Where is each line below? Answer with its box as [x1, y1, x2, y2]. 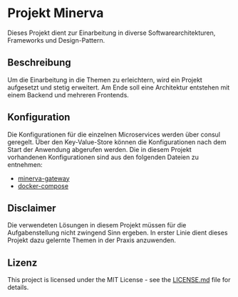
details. [7, 283, 29, 292]
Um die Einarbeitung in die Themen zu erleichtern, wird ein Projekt [7, 75, 203, 84]
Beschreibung [7, 57, 71, 69]
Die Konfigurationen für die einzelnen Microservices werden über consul [7, 130, 221, 139]
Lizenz [7, 256, 38, 269]
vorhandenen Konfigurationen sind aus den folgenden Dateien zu [7, 153, 200, 161]
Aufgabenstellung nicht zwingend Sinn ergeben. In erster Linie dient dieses [7, 229, 228, 237]
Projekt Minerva [7, 5, 104, 21]
